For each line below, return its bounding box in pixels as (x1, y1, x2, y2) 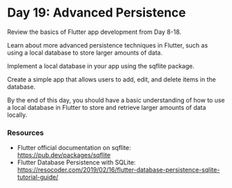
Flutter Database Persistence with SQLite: (17, 158, 136, 167)
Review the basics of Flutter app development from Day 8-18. (7, 28, 182, 36)
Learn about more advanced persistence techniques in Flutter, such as (7, 41, 209, 49)
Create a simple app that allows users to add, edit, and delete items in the (7, 75, 216, 84)
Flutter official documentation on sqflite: (17, 144, 131, 152)
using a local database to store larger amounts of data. (7, 48, 163, 57)
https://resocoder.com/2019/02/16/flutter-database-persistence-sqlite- (17, 166, 220, 174)
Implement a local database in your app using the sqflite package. (7, 62, 195, 70)
